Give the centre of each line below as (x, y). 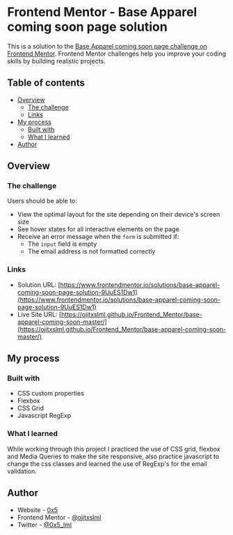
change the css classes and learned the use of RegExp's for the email (107, 463)
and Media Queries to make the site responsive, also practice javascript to (113, 456)
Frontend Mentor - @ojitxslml (59, 517)
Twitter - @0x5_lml (44, 525)
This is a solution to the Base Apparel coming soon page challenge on (107, 46)
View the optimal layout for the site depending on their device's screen (119, 215)
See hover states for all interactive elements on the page (98, 229)
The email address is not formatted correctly (91, 251)
